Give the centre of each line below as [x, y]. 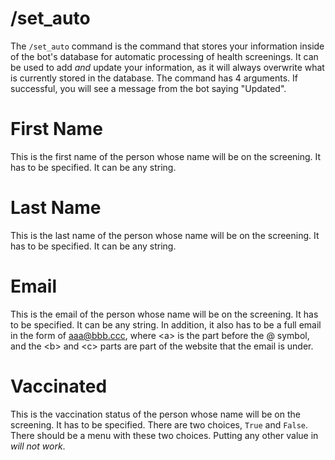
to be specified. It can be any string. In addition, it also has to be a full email [166, 324]
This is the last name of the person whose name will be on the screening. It [165, 235]
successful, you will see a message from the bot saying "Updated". [148, 88]
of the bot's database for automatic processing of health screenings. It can [164, 56]
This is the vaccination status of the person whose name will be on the [155, 414]
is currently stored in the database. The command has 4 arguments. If [154, 78]
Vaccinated [59, 386]
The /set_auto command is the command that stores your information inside [167, 46]
